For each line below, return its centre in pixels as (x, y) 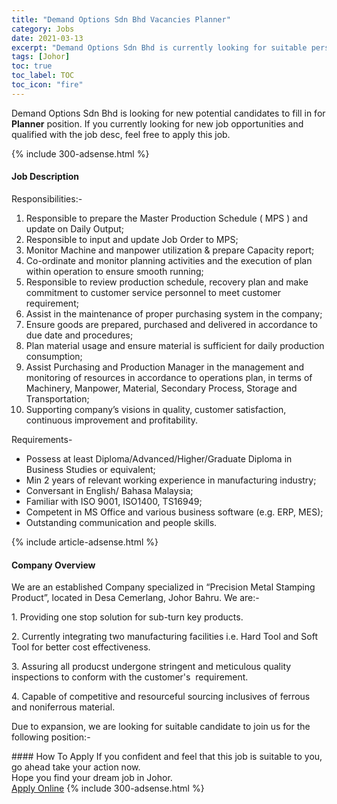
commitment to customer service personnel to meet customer (153, 292)
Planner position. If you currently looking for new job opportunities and (157, 123)
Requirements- (42, 439)
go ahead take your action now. (76, 767)
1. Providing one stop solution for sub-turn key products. (127, 617)
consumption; (54, 356)
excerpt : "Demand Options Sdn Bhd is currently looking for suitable (159, 47)
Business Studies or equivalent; (90, 469)
